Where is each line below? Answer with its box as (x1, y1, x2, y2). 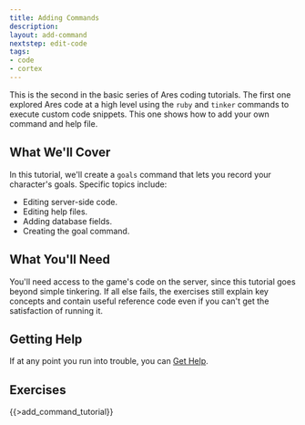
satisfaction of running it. (9, 305, 103, 316)
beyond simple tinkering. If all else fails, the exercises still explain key (9, 285, 269, 296)
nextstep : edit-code (9, 38, 88, 48)
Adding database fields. (22, 215, 112, 226)
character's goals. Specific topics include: (9, 179, 168, 190)
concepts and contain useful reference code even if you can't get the (9, 295, 269, 306)
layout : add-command (9, 30, 88, 39)
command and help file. (9, 118, 98, 129)
